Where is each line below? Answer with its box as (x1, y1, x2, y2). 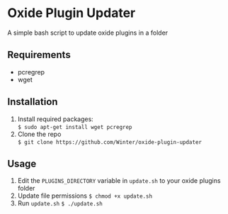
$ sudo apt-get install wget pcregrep (17, 123, 132, 130)
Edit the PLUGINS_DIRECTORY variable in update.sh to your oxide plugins (17, 176, 221, 185)
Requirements (7, 49, 71, 61)
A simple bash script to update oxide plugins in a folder (7, 28, 169, 37)
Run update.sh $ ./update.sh (17, 199, 103, 208)
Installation (7, 96, 58, 108)
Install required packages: (17, 115, 93, 123)
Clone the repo (17, 130, 62, 138)
